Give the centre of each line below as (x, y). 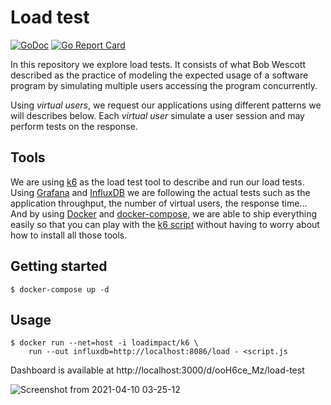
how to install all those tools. (69, 235)
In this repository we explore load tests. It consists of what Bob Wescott (158, 64)
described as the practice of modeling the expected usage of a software (159, 75)
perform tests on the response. (74, 126)
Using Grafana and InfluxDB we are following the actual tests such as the (160, 192)
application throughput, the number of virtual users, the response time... (159, 203)
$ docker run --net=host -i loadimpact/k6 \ (104, 343)
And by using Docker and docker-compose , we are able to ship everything (163, 213)
